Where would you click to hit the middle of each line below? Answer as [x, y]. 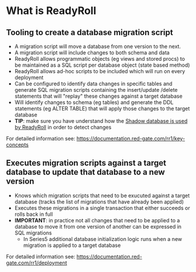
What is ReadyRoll [51, 11]
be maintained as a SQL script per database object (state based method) [102, 65]
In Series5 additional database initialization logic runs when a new [103, 239]
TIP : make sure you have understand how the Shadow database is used [101, 121]
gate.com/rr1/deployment [37, 263]
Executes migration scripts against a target [86, 163]
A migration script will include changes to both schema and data [92, 53]
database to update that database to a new [85, 172]
